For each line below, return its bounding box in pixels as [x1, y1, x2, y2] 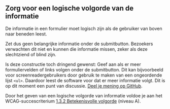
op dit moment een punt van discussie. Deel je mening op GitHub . [5, 83, 143, 89]
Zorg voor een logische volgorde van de [5, 4, 133, 13]
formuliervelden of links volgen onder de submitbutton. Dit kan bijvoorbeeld [5, 66, 163, 72]
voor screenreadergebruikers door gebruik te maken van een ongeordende [5, 72, 162, 78]
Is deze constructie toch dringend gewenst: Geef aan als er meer [5, 61, 141, 67]
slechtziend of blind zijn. [5, 51, 57, 57]
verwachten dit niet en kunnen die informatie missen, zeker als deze [5, 46, 148, 52]
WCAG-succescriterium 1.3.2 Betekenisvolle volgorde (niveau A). [5, 98, 141, 104]
